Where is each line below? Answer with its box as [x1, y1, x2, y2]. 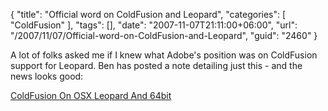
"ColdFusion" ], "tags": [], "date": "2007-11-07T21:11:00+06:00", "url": [10, 19, 298, 31]
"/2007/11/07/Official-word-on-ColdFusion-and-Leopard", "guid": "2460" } [10, 30, 318, 41]
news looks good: [10, 70, 84, 82]
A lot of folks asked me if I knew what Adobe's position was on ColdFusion [10, 49, 318, 61]
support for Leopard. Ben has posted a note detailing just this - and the [10, 60, 303, 71]
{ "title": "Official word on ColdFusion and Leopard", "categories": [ [10, 9, 287, 20]
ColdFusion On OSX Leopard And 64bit [10, 90, 172, 101]
